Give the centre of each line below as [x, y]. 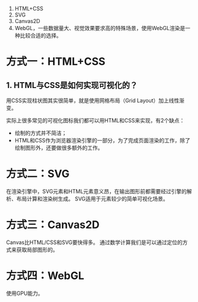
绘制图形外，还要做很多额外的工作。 [59, 148]
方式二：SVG [38, 174]
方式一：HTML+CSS [56, 62]
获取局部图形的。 [37, 249]
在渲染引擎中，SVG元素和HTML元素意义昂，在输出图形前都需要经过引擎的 [97, 191]
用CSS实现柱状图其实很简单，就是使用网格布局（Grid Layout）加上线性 [93, 100]
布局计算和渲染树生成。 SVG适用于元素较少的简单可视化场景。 [92, 199]
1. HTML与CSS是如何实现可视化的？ [72, 85]
